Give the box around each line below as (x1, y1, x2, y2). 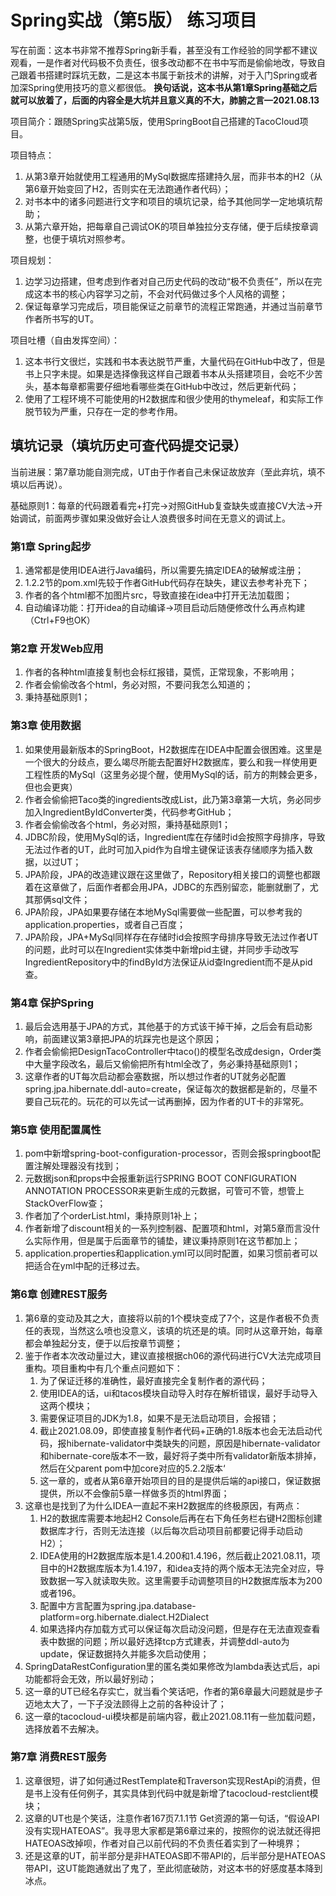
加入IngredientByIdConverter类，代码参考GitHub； (24, 806, 235, 818)
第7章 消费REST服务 (10, 1750, 107, 1764)
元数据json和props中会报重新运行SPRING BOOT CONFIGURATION (24, 1172, 297, 1185)
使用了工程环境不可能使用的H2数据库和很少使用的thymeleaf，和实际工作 (24, 392, 324, 405)
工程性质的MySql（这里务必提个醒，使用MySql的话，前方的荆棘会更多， (24, 768, 323, 780)
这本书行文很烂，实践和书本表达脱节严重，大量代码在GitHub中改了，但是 (24, 355, 326, 367)
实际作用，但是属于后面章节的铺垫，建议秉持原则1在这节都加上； (33, 1235, 301, 1247)
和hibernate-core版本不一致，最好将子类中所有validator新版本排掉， (39, 1449, 322, 1461)
